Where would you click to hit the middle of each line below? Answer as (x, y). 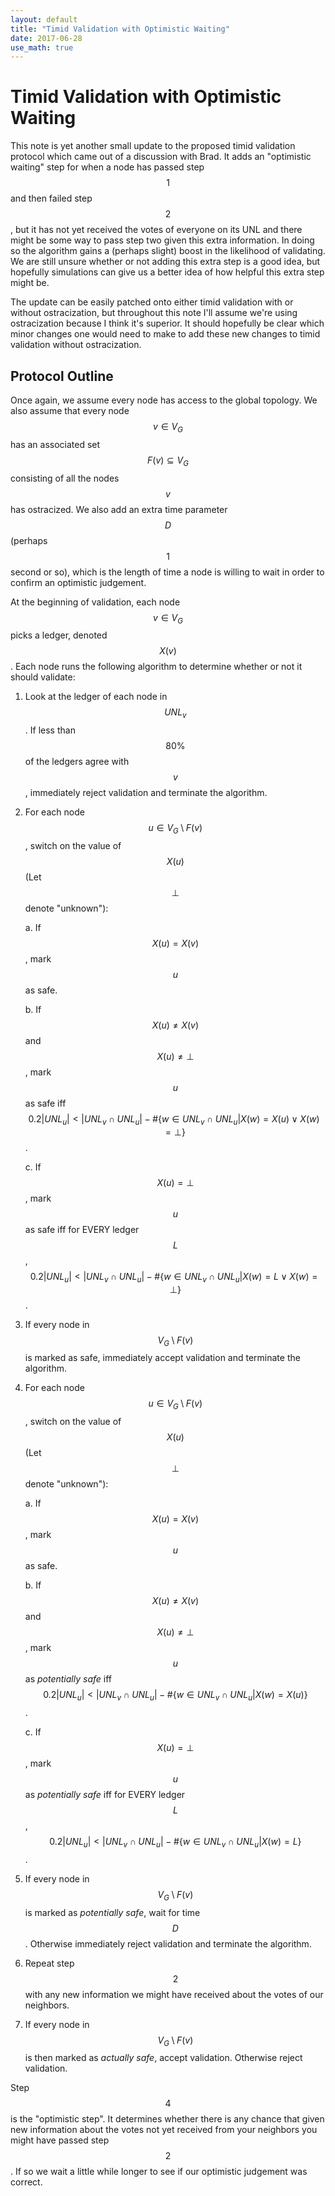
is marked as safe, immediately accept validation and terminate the (162, 1358)
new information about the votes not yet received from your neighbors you (164, 2130)
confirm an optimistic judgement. (78, 582)
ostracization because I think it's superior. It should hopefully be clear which (167, 323)
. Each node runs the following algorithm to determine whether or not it (156, 667)
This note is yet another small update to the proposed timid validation (153, 146)
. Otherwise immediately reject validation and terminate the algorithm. (168, 1943)
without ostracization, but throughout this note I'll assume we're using (154, 313)
